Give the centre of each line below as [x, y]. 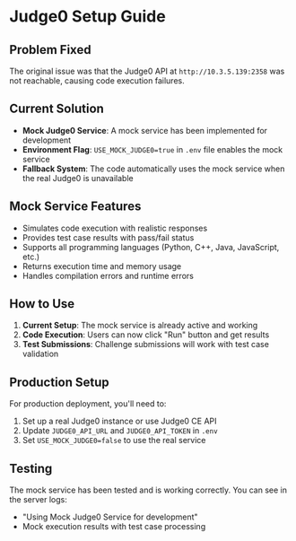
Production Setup [59, 382]
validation [40, 354]
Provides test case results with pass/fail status [108, 237]
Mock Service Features [75, 207]
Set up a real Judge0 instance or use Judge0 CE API [119, 421]
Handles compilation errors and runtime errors [108, 275]
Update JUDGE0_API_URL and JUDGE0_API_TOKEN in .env [120, 431]
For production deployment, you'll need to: [88, 404]
